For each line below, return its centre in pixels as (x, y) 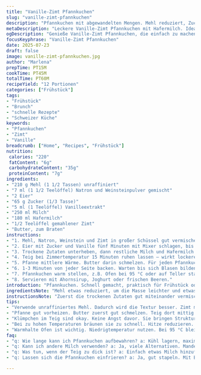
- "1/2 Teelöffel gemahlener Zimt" (51, 224)
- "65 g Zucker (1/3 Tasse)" (42, 202)
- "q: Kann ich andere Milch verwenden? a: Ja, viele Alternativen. (93, 346)
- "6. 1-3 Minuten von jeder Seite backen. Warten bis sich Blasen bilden (101, 268)
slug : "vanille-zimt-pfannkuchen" (49, 17)
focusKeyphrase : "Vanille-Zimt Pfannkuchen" (63, 40)
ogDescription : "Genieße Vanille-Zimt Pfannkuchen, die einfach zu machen (101, 34)
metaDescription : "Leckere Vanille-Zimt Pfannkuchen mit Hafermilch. (95, 28)
